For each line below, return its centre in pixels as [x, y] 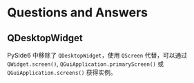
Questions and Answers [78, 13]
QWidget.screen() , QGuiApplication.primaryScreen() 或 [86, 64]
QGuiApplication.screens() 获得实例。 [62, 72]
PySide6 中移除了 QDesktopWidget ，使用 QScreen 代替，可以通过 [97, 55]
